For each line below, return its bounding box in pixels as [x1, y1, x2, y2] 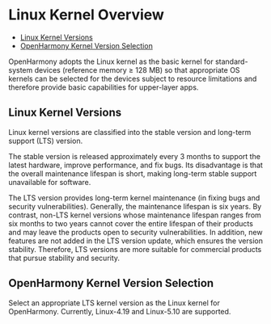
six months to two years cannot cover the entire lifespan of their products [8, 218, 253, 228]
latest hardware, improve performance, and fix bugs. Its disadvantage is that [8, 160, 263, 170]
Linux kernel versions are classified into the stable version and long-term [8, 127, 252, 137]
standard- [214, 57, 248, 66]
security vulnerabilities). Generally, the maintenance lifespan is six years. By [8, 201, 262, 211]
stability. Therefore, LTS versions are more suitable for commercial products [8, 244, 262, 254]
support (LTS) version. [8, 136, 83, 145]
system [8, 65, 33, 74]
